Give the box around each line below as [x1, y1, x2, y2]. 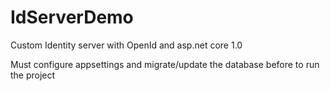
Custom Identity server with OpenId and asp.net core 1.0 [10, 39, 243, 51]
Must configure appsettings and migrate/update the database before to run [10, 58, 320, 70]
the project [10, 69, 56, 81]
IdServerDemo [10, 6, 134, 29]
